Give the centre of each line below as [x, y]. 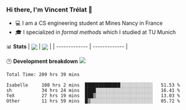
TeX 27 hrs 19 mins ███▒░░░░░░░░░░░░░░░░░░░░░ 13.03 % [93, 96]
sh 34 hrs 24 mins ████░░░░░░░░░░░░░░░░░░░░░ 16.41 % [93, 91]
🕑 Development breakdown [42, 61]
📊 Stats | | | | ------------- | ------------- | [67, 47]
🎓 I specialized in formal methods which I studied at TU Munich [95, 32]
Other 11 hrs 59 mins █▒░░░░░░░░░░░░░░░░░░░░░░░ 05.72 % [93, 101]
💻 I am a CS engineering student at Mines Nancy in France [89, 23]
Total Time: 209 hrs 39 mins [43, 75]
